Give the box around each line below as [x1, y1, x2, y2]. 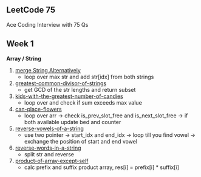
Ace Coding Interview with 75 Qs [6, 21, 89, 28]
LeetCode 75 [6, 5, 56, 15]
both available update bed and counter [24, 118, 121, 125]
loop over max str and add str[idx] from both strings [24, 73, 154, 80]
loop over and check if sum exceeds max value [24, 99, 143, 106]
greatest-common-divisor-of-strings [15, 79, 107, 87]
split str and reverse [24, 150, 75, 158]
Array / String [6, 55, 41, 62]
